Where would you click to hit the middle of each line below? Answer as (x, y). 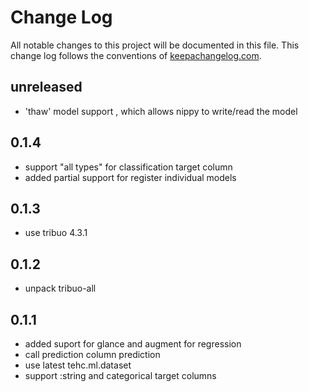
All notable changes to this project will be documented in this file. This (155, 45)
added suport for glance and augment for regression (133, 344)
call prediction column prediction (92, 354)
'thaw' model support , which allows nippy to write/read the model (161, 111)
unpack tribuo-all (60, 288)
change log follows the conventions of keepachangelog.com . (136, 55)
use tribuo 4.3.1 (56, 233)
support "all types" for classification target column (128, 167)
